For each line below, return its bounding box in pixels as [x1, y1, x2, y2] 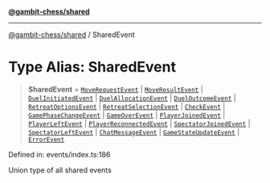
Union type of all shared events [8, 165, 112, 175]
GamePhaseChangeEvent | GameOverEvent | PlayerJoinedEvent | [27, 110, 226, 120]
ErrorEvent [27, 136, 65, 144]
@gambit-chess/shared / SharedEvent [8, 30, 135, 39]
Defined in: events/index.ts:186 [8, 149, 111, 159]
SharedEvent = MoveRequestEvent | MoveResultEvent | [27, 84, 203, 94]
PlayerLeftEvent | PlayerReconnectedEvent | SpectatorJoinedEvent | [27, 118, 251, 128]
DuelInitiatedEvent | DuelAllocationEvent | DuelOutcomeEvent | [27, 92, 236, 103]
